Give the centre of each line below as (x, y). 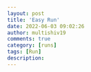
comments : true (29, 39)
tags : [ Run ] (24, 52)
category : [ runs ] (32, 45)
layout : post (26, 13)
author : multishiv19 (37, 33)
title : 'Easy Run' (33, 20)
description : (26, 58)
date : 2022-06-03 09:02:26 (46, 26)
